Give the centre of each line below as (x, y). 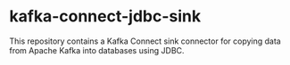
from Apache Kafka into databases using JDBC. (97, 50)
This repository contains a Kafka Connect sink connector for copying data (145, 41)
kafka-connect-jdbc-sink (105, 16)
